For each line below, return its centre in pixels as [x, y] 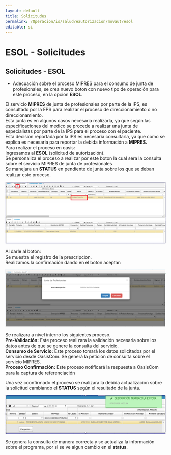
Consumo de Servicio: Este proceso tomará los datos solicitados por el [80, 351]
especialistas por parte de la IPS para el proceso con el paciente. [73, 131]
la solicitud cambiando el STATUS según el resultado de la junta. [73, 388]
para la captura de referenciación [40, 373]
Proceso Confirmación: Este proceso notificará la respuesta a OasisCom [82, 367]
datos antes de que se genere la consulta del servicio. [62, 346]
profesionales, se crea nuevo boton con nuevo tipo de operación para [86, 89]
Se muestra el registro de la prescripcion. [49, 257]
